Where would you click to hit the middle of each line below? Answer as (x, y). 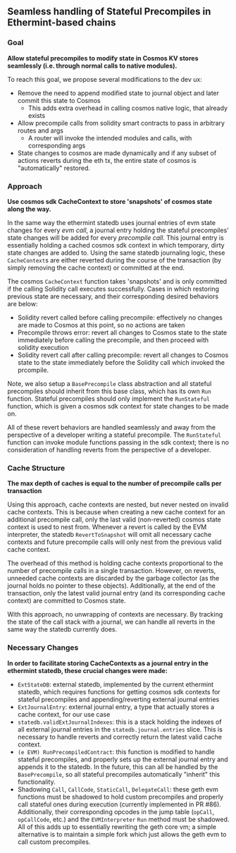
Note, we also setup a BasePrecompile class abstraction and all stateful (110, 383)
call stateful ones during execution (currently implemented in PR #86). (119, 804)
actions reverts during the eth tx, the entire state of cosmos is (107, 160)
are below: (23, 303)
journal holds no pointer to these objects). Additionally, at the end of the (112, 586)
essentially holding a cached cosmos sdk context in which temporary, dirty (116, 245)
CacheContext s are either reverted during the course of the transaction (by (114, 260)
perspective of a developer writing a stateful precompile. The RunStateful (114, 435)
